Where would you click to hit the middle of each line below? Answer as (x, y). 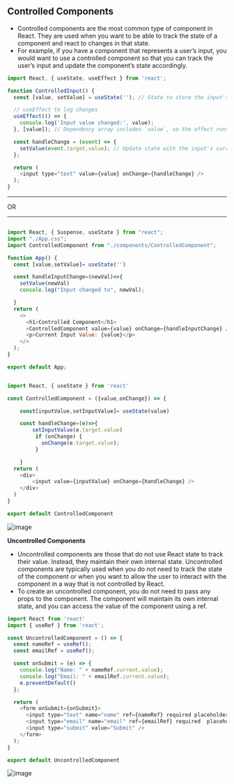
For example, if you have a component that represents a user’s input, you (122, 50)
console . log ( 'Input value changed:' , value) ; (87, 123)
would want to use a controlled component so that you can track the (115, 58)
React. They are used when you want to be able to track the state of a (117, 36)
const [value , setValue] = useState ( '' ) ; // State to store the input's (121, 97)
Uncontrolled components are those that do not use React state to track (120, 554)
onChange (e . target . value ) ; (80, 443)
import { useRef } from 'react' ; (56, 625)
